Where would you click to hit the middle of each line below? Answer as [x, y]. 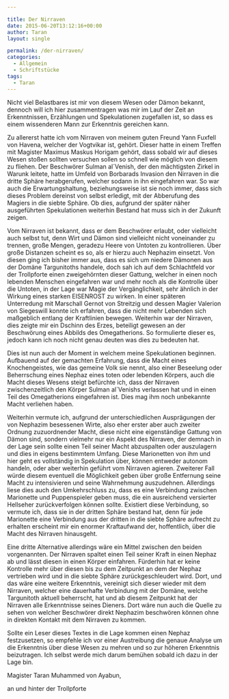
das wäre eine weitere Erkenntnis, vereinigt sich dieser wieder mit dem [107, 583]
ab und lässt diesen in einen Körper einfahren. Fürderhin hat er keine [104, 561]
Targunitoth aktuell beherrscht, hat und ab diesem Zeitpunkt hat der [103, 598]
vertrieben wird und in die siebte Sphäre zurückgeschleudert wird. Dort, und [114, 576]
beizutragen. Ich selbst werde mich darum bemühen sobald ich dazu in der [113, 654]
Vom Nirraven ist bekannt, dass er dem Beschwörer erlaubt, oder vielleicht [112, 231]
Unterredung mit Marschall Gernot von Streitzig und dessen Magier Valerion [114, 303]
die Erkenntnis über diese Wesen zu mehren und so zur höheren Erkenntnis [113, 647]
